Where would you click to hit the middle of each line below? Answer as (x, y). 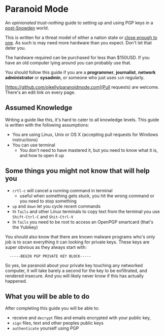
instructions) (25, 139)
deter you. (16, 48)
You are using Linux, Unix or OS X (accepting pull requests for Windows (85, 134)
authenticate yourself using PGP (46, 328)
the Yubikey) (25, 227)
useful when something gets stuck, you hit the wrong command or (87, 196)
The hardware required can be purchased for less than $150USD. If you (78, 57)
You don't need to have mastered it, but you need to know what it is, (89, 150)
